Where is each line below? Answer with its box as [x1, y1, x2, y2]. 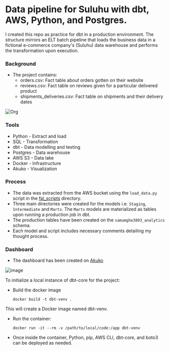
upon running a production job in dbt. [12, 211, 91, 218]
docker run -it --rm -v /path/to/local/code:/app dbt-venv [12, 326, 141, 331]
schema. [12, 222, 31, 228]
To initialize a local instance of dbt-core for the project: [5, 277, 120, 283]
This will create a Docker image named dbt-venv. [5, 306, 108, 312]
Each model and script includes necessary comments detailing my [12, 228, 152, 234]
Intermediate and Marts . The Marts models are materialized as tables [12, 206, 156, 212]
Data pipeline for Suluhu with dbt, [5, 4, 150, 15]
